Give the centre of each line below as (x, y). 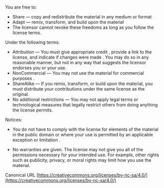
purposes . (23, 78)
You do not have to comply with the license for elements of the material (85, 129)
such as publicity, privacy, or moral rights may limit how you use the (82, 160)
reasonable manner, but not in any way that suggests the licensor (79, 62)
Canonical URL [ (22, 175)
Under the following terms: (33, 42)
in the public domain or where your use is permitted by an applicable (82, 135)
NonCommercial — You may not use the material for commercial (78, 73)
